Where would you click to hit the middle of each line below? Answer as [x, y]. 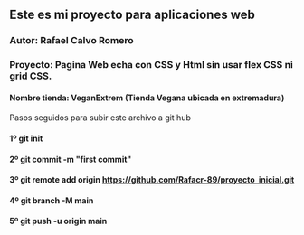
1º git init [26, 138]
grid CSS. [31, 76]
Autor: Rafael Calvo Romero [71, 41]
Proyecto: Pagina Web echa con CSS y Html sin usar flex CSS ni [152, 65]
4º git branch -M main [52, 200]
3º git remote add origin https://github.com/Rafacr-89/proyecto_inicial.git [152, 180]
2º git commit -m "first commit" [71, 159]
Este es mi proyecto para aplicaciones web [132, 15]
